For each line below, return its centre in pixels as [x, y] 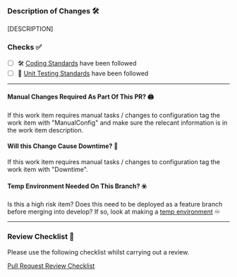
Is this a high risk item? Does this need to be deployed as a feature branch [115, 204]
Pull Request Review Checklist [51, 266]
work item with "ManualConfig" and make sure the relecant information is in [117, 123]
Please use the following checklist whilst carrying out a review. [98, 252]
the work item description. [45, 130]
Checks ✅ [25, 47]
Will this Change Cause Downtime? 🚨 [63, 146]
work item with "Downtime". [48, 170]
